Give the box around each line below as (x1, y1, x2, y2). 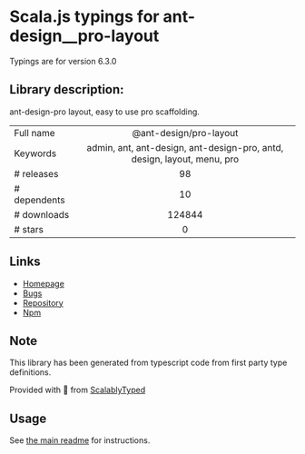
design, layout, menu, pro (131, 153, 240, 165)
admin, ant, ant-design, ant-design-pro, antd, (86, 141, 284, 153)
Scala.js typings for (9, 6, 160, 27)
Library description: (9, 82, 124, 97)
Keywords (14, 147, 57, 160)
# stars (14, 222, 44, 235)
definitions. (9, 367, 52, 378)
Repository (22, 297, 64, 308)
